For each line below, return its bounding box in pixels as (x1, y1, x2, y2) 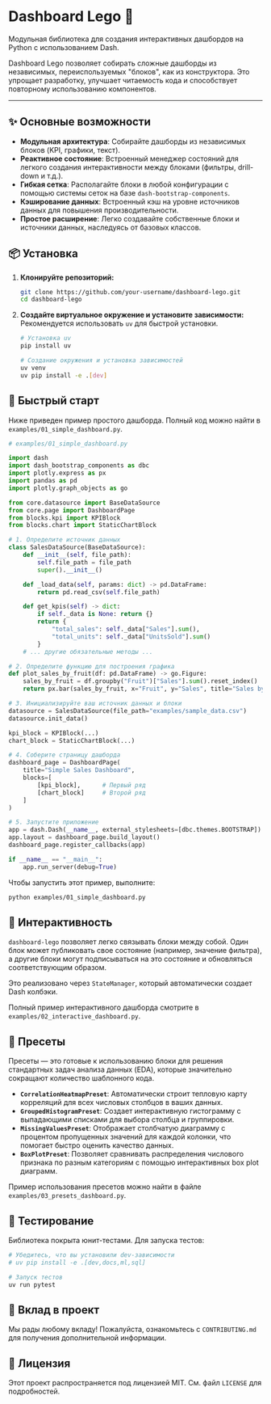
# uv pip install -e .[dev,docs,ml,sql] (8, 1259, 147, 1267)
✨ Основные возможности (8, 115, 152, 129)
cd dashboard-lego (19, 295, 82, 304)
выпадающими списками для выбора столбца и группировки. (19, 1115, 235, 1124)
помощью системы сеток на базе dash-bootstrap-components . (19, 188, 231, 197)
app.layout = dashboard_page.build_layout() (8, 833, 161, 841)
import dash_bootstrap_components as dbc (8, 462, 150, 470)
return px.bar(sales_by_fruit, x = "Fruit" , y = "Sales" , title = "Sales (23, 685, 254, 694)
